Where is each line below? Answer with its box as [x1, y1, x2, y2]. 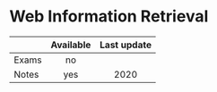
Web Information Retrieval [9, 6, 209, 27]
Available [50, 38, 91, 51]
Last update [100, 38, 152, 51]
